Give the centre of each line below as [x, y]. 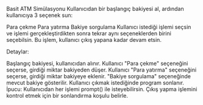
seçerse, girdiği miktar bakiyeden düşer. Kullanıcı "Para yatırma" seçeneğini [101, 70]
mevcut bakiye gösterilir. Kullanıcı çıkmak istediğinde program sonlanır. [95, 83]
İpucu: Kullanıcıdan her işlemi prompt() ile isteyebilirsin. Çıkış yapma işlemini [102, 89]
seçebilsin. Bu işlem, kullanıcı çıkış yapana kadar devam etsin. [84, 40]
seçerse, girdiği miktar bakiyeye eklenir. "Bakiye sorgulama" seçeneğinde [98, 76]
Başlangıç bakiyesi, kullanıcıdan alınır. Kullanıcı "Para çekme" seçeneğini [97, 63]
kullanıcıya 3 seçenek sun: [40, 15]
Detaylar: [18, 52]
